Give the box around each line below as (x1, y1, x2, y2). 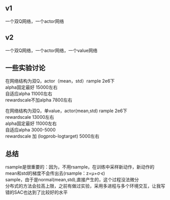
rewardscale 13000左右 (5, 114, 54, 120)
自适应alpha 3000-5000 (5, 127, 56, 133)
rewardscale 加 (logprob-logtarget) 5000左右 (5, 133, 100, 139)
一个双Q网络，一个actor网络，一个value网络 (5, 47, 98, 53)
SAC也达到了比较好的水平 (14, 189, 68, 195)
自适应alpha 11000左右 (5, 91, 52, 97)
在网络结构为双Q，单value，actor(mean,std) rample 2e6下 (5, 108, 128, 114)
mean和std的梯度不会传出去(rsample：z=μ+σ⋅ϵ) (5, 170, 106, 177)
